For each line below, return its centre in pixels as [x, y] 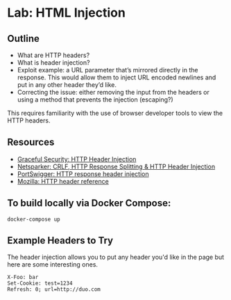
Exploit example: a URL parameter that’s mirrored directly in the [108, 70]
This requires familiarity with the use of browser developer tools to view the [115, 113]
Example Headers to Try [60, 240]
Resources [31, 142]
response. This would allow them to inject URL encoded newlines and [117, 77]
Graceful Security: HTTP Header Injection [77, 159]
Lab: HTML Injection [67, 13]
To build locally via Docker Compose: [89, 203]
